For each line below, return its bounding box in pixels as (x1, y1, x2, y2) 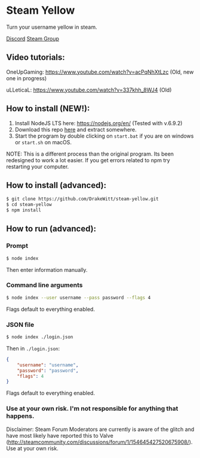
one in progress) (6, 74, 47, 81)
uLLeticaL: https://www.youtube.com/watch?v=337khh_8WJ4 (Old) (6, 86, 172, 93)
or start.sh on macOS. (14, 138, 72, 145)
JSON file (6, 320, 35, 329)
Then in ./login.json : (6, 345, 60, 352)
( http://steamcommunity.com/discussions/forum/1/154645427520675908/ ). (6, 438, 193, 445)
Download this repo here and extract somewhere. (14, 126, 137, 133)
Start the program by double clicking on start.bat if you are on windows (14, 132, 194, 139)
